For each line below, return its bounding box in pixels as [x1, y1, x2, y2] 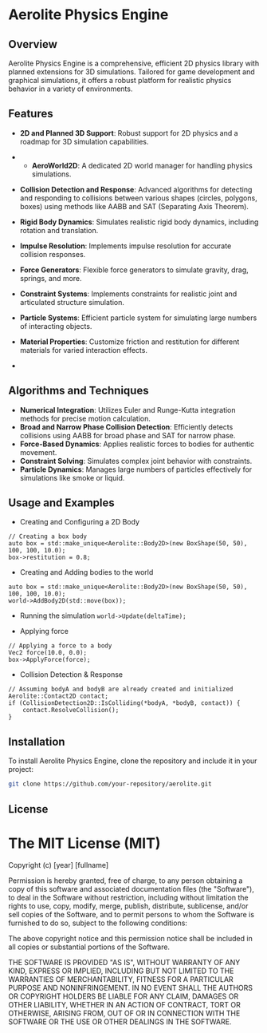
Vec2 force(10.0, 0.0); [8, 649, 88, 657]
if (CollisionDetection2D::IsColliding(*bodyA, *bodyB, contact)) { [8, 699, 241, 707]
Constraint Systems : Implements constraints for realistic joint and [19, 289, 238, 299]
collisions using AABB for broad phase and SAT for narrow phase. [19, 430, 236, 440]
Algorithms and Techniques [8, 384, 149, 398]
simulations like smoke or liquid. [19, 473, 125, 482]
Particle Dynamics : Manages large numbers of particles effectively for [19, 465, 253, 474]
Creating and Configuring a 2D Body [19, 517, 139, 527]
